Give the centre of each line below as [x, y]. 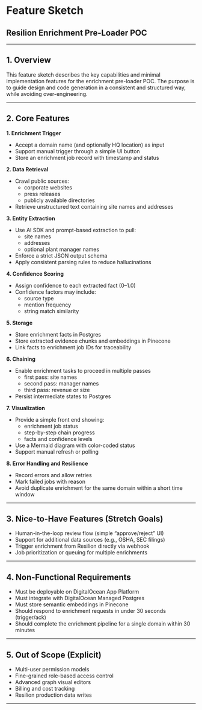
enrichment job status [51, 426]
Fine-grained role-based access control [64, 676]
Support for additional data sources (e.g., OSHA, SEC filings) [90, 540]
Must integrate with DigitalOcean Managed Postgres [80, 598]
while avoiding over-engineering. [47, 94]
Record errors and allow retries [53, 475]
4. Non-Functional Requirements [69, 577]
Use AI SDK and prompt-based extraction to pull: [75, 230]
